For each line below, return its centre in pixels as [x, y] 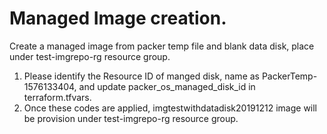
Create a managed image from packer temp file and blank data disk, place [162, 46]
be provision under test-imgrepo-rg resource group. [131, 118]
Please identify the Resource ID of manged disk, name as [141, 76]
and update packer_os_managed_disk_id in [167, 86]
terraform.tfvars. [57, 97]
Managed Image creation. [118, 18]
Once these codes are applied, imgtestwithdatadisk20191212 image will [170, 108]
